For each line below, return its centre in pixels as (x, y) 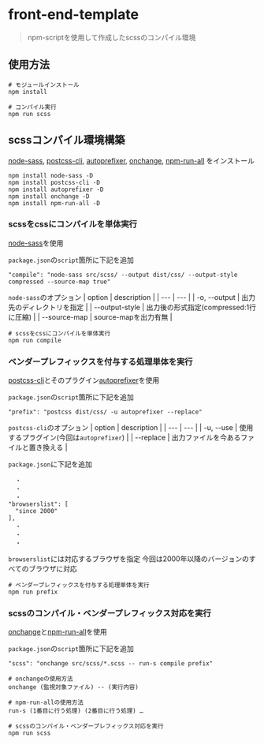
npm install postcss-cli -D (54, 182)
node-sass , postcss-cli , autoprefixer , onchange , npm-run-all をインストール (131, 160)
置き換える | (48, 447)
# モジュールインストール (44, 84)
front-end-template (74, 15)
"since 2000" (37, 511)
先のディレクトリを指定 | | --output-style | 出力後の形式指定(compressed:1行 (132, 307)
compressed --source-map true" (59, 282)
